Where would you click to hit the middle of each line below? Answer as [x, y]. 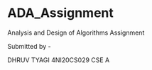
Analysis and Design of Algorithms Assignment [76, 33]
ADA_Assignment [60, 13]
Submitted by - [29, 46]
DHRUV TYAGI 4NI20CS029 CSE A [59, 60]
